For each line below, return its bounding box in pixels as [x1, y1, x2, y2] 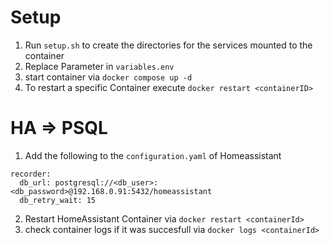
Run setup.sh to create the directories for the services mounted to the [24, 39, 313, 51]
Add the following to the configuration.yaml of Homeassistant [24, 149, 282, 161]
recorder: [10, 169, 52, 179]
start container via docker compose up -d [24, 71, 193, 83]
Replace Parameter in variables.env [24, 60, 175, 72]
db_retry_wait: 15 [19, 195, 97, 205]
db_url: [19, 177, 52, 188]
